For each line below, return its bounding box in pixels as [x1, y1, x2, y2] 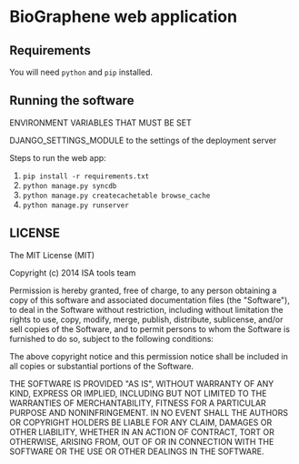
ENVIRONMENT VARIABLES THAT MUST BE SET [9, 116, 193, 128]
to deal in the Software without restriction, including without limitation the [9, 304, 284, 315]
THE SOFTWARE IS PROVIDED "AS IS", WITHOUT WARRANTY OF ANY [9, 378, 274, 388]
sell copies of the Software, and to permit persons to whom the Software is [9, 323, 291, 334]
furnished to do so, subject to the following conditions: [9, 333, 214, 344]
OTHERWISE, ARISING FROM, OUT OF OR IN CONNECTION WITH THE [9, 436, 274, 447]
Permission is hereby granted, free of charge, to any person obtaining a [9, 285, 277, 296]
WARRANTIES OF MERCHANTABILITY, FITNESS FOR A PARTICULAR [9, 398, 266, 409]
